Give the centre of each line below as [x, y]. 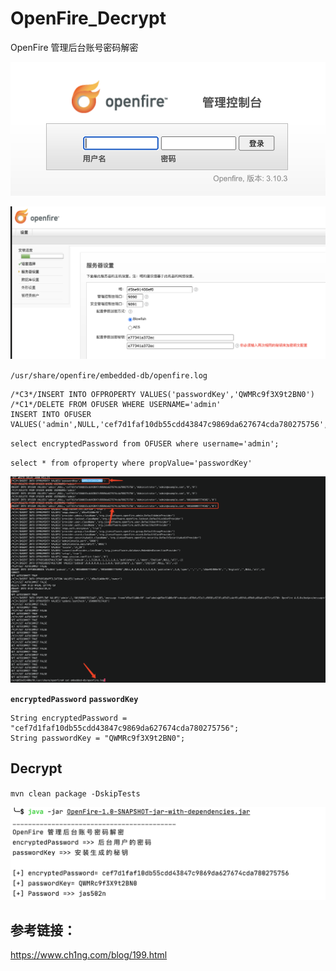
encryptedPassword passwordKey [74, 700]
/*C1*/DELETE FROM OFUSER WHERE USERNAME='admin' [116, 404]
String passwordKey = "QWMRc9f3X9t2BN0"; [98, 738]
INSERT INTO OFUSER [51, 414]
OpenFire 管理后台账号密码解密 [74, 47]
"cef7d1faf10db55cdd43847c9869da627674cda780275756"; [125, 728]
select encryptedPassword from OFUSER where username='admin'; [145, 443]
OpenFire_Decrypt [88, 18]
